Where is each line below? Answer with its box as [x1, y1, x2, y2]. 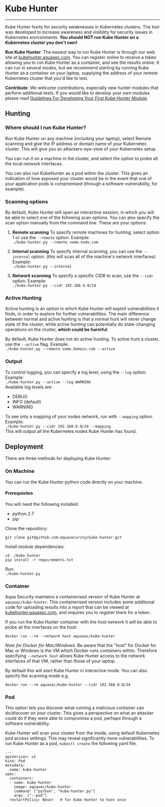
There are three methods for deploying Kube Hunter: [5, 456, 111, 462]
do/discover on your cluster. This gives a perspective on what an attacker [5, 710, 154, 716]
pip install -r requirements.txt [5, 557, 74, 562]
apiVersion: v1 [5, 754, 36, 759]
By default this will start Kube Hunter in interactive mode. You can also [5, 668, 147, 674]
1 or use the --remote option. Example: [12, 234, 90, 240]
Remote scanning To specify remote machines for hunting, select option [12, 229, 160, 235]
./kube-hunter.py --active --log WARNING [5, 379, 91, 384]
